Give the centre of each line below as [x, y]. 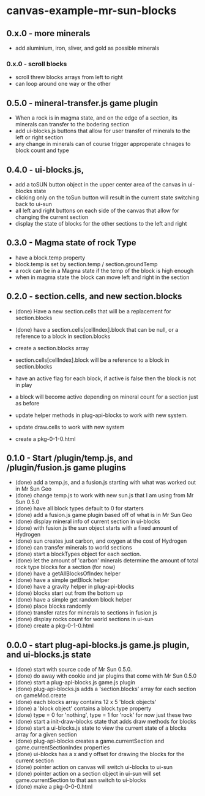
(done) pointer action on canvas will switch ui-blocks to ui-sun [94, 767]
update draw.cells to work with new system [70, 427]
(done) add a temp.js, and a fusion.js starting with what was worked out [106, 483]
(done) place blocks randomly [53, 606]
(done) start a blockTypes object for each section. [78, 554]
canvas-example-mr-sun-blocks [91, 11]
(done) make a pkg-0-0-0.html [54, 787]
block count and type [42, 150]
